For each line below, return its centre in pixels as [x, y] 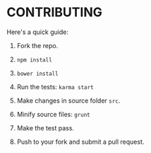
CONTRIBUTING [55, 12]
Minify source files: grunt [53, 114]
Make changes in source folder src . [68, 101]
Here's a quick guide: [37, 32]
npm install [34, 60]
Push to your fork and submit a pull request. [80, 142]
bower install [37, 74]
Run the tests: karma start [55, 86]
